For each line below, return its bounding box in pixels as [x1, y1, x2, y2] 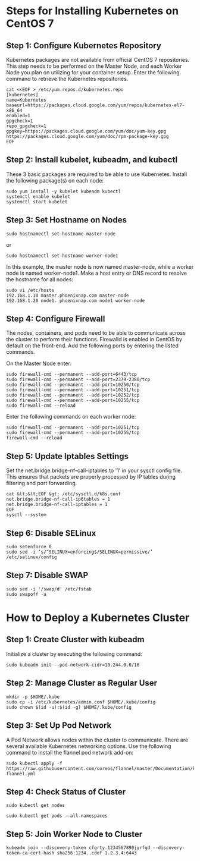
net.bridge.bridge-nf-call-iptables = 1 [6, 501, 108, 508]
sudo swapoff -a [6, 591, 46, 597]
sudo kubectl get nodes [6, 803, 65, 809]
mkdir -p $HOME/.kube [6, 694, 60, 700]
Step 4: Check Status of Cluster [6, 787, 126, 797]
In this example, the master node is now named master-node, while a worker [6, 263, 194, 270]
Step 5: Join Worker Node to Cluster [6, 829, 143, 839]
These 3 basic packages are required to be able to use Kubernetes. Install [6, 171, 187, 178]
